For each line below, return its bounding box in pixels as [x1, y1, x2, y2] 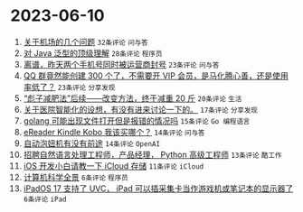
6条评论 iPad [23, 195, 67, 204]
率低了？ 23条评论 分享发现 [23, 81, 116, 92]
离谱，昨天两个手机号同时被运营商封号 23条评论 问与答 [23, 59, 220, 69]
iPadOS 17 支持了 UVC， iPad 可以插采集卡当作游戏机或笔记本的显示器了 [23, 182, 294, 194]
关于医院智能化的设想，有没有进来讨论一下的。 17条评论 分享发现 [23, 104, 259, 115]
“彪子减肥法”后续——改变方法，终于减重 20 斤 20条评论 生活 [23, 92, 242, 104]
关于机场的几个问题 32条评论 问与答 [23, 36, 148, 47]
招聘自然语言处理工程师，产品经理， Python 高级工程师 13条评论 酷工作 [23, 149, 282, 160]
